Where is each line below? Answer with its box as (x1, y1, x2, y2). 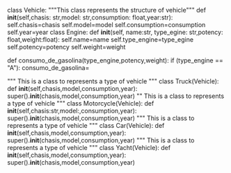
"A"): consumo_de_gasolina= (7, 64, 90, 72)
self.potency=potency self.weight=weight (7, 43, 126, 51)
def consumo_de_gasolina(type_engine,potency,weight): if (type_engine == (7, 56, 224, 65)
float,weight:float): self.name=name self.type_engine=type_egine (7, 35, 193, 44)
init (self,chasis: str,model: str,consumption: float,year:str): (7, 13, 173, 22)
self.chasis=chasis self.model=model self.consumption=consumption (7, 21, 206, 28)
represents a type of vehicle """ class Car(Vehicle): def (7, 122, 165, 129)
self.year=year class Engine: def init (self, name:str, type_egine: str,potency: (7, 28, 223, 36)
